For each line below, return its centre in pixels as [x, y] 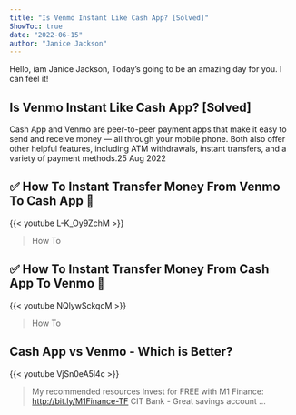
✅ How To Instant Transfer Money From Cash [139, 269]
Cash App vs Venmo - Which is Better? [121, 352]
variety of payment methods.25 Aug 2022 [88, 158]
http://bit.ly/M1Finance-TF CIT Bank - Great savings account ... [148, 400]
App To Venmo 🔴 [58, 283]
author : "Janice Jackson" [58, 43]
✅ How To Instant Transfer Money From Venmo [145, 187]
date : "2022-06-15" [46, 35]
